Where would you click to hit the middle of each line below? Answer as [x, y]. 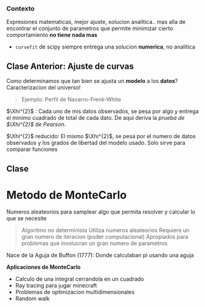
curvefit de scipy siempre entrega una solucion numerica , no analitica [105, 47]
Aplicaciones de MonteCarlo [44, 267]
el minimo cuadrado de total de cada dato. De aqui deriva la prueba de [96, 118]
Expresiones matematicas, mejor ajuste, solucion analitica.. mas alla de [96, 22]
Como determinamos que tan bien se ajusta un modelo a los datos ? [92, 81]
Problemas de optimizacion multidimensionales [75, 292]
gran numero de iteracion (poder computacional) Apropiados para [105, 237]
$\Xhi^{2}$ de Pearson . [36, 125]
